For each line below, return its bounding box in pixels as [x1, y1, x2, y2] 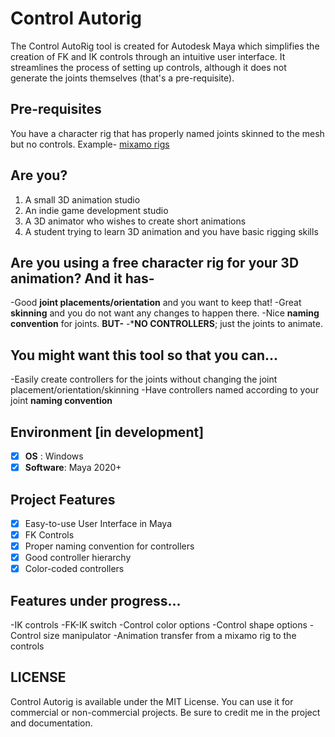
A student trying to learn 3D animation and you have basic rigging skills [24, 225, 319, 237]
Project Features [10, 491, 116, 508]
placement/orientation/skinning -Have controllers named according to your [10, 384, 320, 396]
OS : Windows [24, 450, 84, 462]
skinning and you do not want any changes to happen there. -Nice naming [10, 307, 320, 319]
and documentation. [10, 717, 93, 729]
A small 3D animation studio [24, 193, 141, 206]
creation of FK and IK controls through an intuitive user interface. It [10, 50, 286, 62]
